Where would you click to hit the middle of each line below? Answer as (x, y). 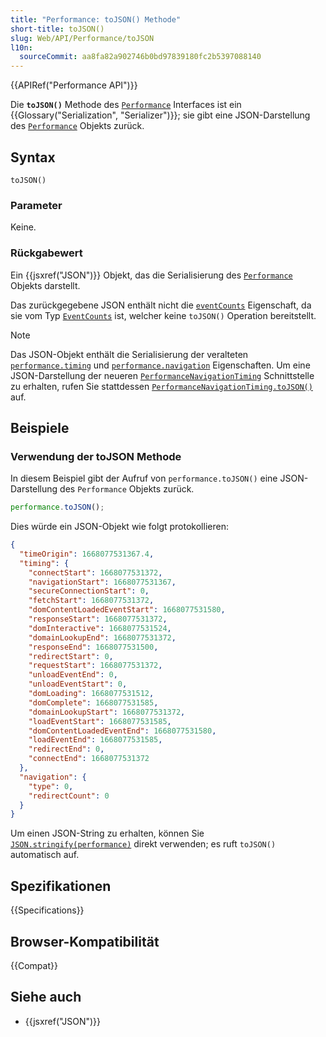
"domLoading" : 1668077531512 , (91, 694)
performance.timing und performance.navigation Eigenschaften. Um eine (160, 365)
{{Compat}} (34, 965)
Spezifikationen (61, 886)
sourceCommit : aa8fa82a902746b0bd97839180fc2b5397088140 (140, 57)
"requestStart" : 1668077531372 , (95, 666)
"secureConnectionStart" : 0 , (89, 591)
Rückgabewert (46, 253)
